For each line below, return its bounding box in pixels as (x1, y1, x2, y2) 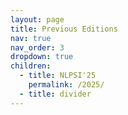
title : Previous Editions (10, 24, 118, 34)
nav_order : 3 (10, 42, 65, 53)
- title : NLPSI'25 (19, 71, 97, 81)
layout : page (10, 14, 65, 25)
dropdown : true (10, 52, 74, 62)
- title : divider (19, 89, 92, 99)
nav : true (10, 33, 52, 43)
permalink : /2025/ (28, 80, 105, 90)
